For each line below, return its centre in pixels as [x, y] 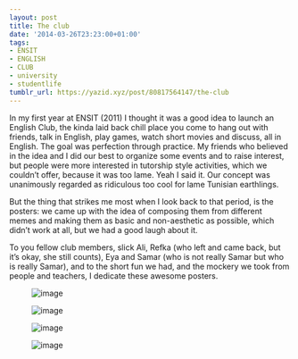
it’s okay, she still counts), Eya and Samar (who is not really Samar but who [146, 256]
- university [33, 76]
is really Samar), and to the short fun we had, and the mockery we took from [149, 266]
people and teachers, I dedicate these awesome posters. [114, 276]
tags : [19, 42]
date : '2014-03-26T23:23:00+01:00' [75, 34]
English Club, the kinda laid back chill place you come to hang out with [139, 127]
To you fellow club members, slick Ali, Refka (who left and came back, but [145, 247]
